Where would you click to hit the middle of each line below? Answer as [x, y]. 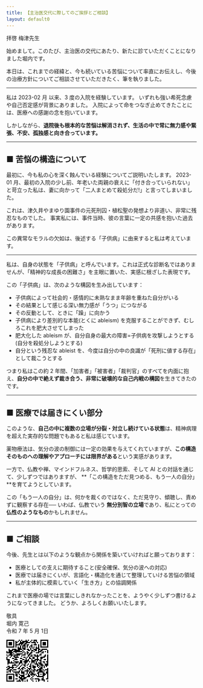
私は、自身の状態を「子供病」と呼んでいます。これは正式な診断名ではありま [101, 264]
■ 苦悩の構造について [47, 159]
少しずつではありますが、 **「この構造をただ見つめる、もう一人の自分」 [106, 477]
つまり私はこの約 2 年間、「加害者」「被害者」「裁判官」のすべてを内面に [95, 371]
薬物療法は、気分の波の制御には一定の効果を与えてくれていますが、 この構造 [101, 449]
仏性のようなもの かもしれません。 [49, 512]
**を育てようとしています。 [40, 484]
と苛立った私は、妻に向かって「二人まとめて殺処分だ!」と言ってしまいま [97, 190]
